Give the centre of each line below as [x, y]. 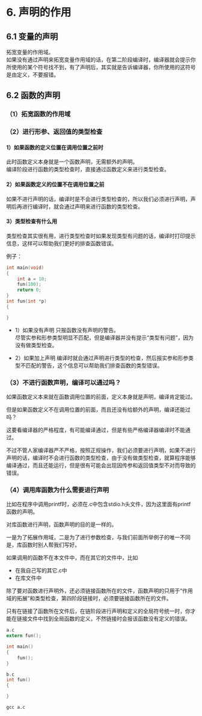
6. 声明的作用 [39, 12]
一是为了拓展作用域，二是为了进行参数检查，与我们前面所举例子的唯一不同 [98, 538]
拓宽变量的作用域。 [30, 52]
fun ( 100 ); [29, 284]
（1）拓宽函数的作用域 [38, 114]
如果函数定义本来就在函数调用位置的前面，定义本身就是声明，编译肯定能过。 [101, 397]
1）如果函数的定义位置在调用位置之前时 [55, 147]
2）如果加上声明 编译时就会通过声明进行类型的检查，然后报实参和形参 [102, 358]
